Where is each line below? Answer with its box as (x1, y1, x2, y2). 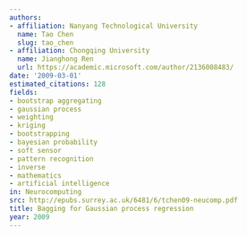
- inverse (9, 163, 47, 172)
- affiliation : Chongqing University (9, 46, 150, 55)
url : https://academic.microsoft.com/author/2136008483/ (17, 63, 234, 72)
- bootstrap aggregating (9, 96, 102, 105)
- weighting (9, 113, 54, 122)
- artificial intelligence (9, 180, 110, 189)
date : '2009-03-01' (9, 71, 82, 80)
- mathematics (9, 171, 63, 180)
